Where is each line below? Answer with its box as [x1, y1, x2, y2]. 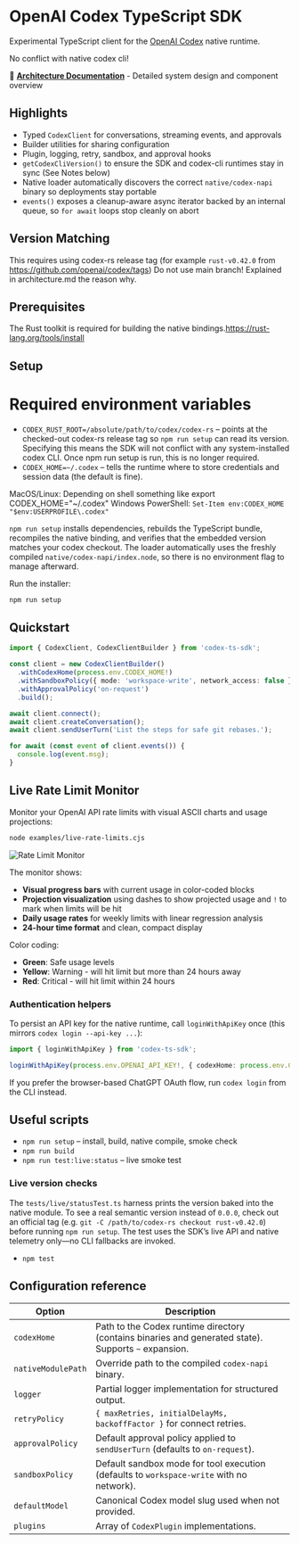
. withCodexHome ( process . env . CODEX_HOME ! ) [17, 668, 174, 677]
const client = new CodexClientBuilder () [9, 660, 166, 669]
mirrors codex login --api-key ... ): [9, 1028, 143, 1038]
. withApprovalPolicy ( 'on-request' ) [17, 684, 149, 693]
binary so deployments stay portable [21, 186, 158, 197]
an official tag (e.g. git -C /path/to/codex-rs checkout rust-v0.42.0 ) [9, 1216, 267, 1227]
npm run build [21, 1147, 75, 1156]
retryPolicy [13, 1414, 65, 1424]
